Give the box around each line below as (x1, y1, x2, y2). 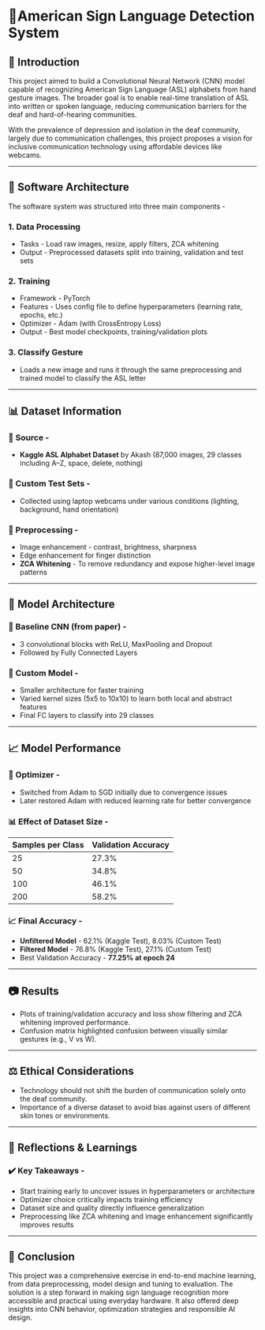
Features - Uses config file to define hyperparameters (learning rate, (19, 302, 243, 311)
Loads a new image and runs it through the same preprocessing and (19, 365, 242, 374)
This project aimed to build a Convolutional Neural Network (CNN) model (8, 77, 245, 85)
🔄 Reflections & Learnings (8, 1141, 138, 1155)
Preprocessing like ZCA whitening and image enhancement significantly (19, 1212, 254, 1221)
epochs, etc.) (19, 310, 63, 320)
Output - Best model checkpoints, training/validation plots (19, 327, 207, 336)
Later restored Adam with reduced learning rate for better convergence (19, 795, 252, 805)
